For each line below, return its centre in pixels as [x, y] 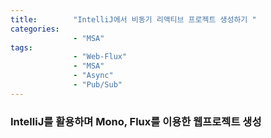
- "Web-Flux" [100, 57]
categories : [35, 29]
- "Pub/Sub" [98, 85]
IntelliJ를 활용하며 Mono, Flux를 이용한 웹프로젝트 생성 [136, 121]
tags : [21, 47]
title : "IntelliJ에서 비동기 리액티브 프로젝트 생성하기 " [133, 19]
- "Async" [93, 76]
